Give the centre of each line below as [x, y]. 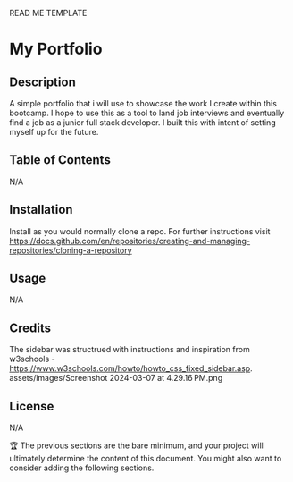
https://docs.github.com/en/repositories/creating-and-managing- [130, 241]
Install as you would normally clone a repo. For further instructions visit [140, 231]
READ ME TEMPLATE [48, 13]
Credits [30, 328]
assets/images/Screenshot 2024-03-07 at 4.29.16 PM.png [116, 378]
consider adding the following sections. [82, 468]
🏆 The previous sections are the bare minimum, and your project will [136, 445]
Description [42, 82]
